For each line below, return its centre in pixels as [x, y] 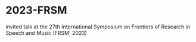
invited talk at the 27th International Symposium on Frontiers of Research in [98, 27]
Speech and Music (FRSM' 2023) [46, 33]
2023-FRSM [36, 10]
